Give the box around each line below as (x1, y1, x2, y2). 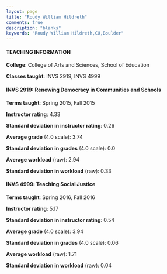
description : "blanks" (6, 25, 61, 31)
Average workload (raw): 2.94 (6, 156, 80, 163)
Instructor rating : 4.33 (6, 111, 61, 118)
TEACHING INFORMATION (6, 48, 71, 56)
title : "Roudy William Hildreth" (6, 14, 88, 20)
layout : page (6, 8, 38, 15)
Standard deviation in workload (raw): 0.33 (6, 167, 112, 174)
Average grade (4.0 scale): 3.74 (6, 133, 83, 141)
